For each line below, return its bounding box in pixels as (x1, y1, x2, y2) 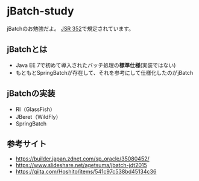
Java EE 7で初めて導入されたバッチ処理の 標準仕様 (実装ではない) (15, 62, 176, 69)
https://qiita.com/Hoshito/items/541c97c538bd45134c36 (15, 168, 157, 176)
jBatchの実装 (7, 89, 55, 99)
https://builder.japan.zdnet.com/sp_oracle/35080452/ (15, 155, 150, 162)
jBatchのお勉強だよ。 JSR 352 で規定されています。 (7, 25, 134, 32)
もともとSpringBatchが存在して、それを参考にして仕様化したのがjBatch (15, 69, 194, 76)
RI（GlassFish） (15, 106, 56, 113)
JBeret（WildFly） (15, 113, 62, 120)
